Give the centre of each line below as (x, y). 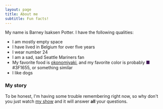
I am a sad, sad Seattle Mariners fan (48, 57)
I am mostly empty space (37, 42)
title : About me (21, 14)
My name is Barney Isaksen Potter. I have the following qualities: (69, 33)
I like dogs (22, 73)
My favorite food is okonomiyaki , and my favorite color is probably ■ (81, 63)
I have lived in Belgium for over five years (54, 47)
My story (16, 86)
